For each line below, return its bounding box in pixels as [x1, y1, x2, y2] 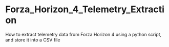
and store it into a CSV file [5, 37, 60, 43]
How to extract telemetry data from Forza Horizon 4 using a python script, [5, 31, 162, 37]
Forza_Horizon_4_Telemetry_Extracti [5, 4, 165, 15]
